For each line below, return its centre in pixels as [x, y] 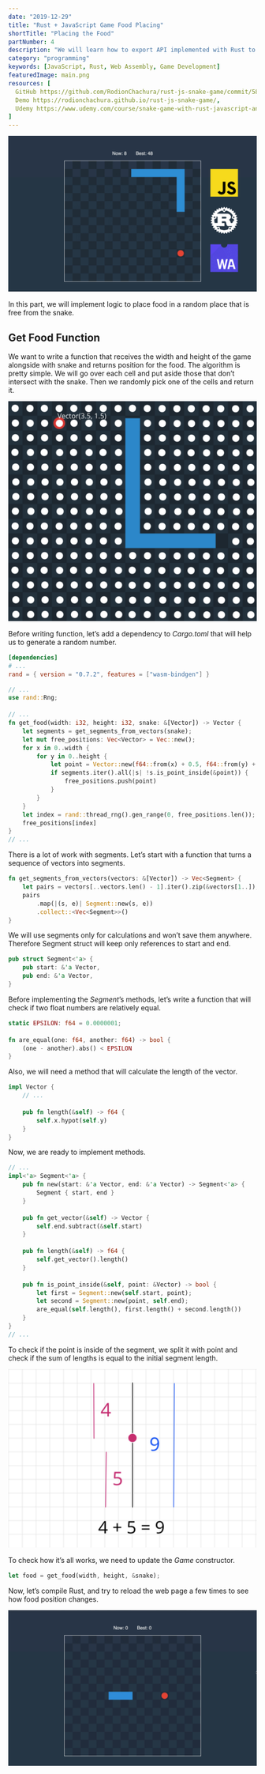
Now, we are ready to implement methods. [77, 1152]
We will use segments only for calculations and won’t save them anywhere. [130, 935]
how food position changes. [53, 1599]
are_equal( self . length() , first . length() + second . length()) [139, 1310]
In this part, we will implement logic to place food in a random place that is [129, 304]
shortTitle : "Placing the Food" [61, 33]
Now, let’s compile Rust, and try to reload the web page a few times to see [129, 1591]
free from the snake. [41, 313]
